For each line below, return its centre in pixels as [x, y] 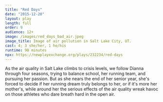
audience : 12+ [19, 32]
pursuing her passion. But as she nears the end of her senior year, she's [77, 79]
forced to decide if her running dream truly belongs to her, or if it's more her [81, 84]
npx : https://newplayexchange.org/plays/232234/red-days [64, 55]
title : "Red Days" [24, 9]
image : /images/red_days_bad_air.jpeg [44, 37]
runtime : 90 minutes [26, 50]
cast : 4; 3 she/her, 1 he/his [36, 46]
